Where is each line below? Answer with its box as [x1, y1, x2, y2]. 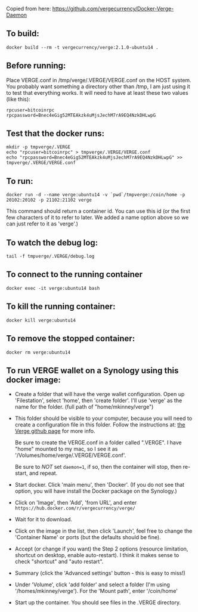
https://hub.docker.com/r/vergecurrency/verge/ [14, 505, 135, 512]
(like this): [6, 95, 31, 103]
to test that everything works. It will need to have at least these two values [6, 89, 189, 96]
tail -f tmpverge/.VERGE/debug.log [6, 254, 95, 259]
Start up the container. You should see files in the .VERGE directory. [14, 599, 181, 606]
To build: [6, 29, 40, 39]
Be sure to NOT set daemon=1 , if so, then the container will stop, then [14, 463, 182, 471]
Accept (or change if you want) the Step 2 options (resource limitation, [14, 545, 188, 552]
